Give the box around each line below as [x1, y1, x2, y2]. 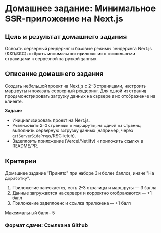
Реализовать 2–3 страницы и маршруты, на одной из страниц [12, 122, 141, 128]
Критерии [5, 157, 37, 165]
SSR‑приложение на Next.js [5, 13, 124, 24]
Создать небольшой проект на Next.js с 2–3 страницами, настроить [5, 83, 146, 89]
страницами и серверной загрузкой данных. [5, 56, 98, 61]
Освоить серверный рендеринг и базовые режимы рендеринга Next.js [5, 46, 152, 51]
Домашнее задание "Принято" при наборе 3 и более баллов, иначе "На [5, 170, 154, 176]
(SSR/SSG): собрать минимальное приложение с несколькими [5, 51, 136, 56]
